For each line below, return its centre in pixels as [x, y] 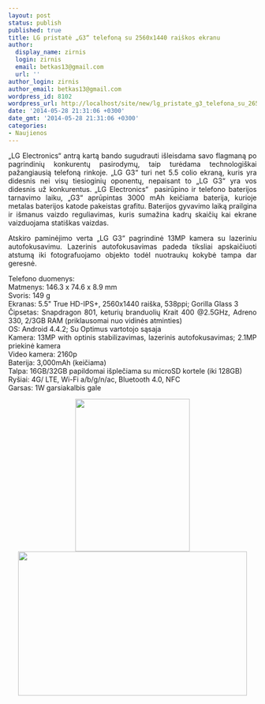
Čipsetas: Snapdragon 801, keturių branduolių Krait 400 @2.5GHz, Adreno [132, 312]
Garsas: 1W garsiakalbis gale [55, 387]
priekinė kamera [35, 345]
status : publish [35, 23]
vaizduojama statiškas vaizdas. [58, 223]
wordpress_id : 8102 [40, 96]
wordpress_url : [33, 104]
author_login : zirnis [44, 81]
